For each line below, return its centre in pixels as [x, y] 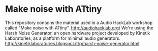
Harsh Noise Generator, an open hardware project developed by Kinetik [78, 33]
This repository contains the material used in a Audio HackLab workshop [79, 23]
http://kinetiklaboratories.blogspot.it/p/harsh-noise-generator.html [72, 43]
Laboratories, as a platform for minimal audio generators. [63, 38]
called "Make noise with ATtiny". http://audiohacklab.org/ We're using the [79, 27]
